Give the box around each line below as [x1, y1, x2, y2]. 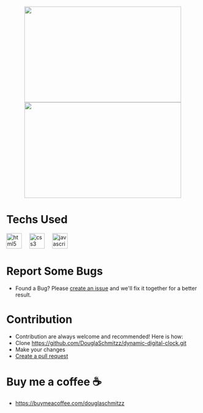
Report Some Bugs [6, 264, 103, 278]
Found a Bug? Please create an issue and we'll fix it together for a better [15, 285, 197, 292]
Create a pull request [15, 352, 68, 360]
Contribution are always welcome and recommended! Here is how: [15, 333, 183, 340]
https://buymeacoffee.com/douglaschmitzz [15, 399, 125, 407]
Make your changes [15, 346, 65, 353]
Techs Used [6, 213, 68, 227]
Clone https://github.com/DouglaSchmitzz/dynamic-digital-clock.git [15, 339, 186, 346]
